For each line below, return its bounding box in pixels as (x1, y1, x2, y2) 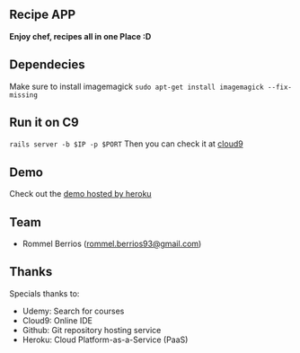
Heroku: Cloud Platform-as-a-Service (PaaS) (22, 334, 189, 345)
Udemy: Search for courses (22, 305, 125, 316)
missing (9, 90, 39, 100)
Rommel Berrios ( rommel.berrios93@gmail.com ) (22, 238, 202, 250)
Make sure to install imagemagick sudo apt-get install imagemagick (9, 81, 264, 92)
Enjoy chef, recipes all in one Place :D (9, 31, 152, 41)
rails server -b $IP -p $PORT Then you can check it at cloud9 (9, 138, 244, 149)
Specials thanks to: (9, 287, 80, 299)
